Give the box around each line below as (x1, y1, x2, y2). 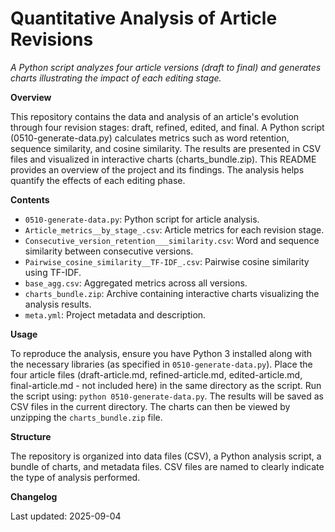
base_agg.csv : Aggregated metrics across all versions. (24, 277, 248, 289)
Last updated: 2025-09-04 (10, 510, 122, 522)
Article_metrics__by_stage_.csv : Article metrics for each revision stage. (24, 223, 325, 236)
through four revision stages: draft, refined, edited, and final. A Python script (10, 121, 325, 133)
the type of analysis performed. (10, 471, 141, 483)
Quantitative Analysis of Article (10, 7, 278, 30)
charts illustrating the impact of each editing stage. (10, 72, 222, 84)
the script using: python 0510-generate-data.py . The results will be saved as (10, 390, 324, 402)
